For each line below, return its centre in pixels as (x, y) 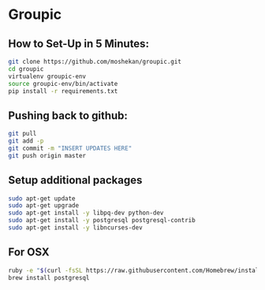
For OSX (29, 253)
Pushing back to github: (68, 115)
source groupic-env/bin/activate (63, 84)
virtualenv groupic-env (47, 76)
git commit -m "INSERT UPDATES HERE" (70, 148)
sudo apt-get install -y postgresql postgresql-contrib (102, 221)
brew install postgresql (49, 277)
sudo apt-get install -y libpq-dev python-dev (86, 213)
